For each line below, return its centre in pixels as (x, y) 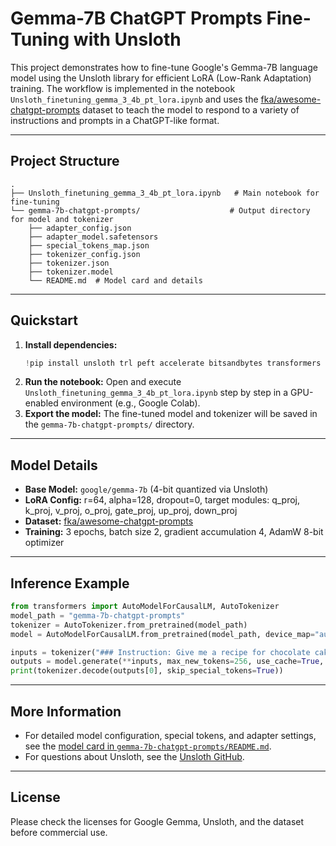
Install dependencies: (71, 344)
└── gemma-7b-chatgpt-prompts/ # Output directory (160, 210)
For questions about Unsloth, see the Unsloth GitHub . (134, 756)
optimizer (44, 543)
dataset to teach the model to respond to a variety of (191, 109)
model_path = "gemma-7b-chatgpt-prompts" (98, 615)
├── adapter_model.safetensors (93, 237)
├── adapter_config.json (80, 228)
